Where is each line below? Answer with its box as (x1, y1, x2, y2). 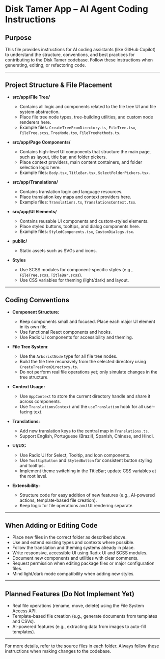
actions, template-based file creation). (19, 497, 97, 503)
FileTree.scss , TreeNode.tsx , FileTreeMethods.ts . (19, 129, 121, 136)
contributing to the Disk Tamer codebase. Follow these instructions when (5, 57, 153, 62)
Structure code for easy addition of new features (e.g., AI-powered (19, 492, 155, 498)
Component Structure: (12, 309, 60, 315)
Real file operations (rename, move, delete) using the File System (12, 603, 144, 609)
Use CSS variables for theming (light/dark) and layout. (19, 277, 129, 283)
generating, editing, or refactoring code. (5, 62, 86, 68)
